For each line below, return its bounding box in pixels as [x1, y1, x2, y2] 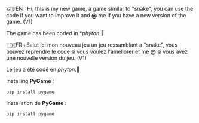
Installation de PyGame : [6, 100, 67, 106]
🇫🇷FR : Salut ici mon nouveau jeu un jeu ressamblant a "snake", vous [6, 41, 178, 48]
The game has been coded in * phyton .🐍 [6, 30, 105, 36]
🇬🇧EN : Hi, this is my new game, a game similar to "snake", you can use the [6, 5, 194, 12]
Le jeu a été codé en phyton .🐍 [6, 66, 80, 73]
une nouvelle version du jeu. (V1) [6, 54, 87, 61]
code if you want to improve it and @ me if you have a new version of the [6, 12, 186, 19]
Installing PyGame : [6, 78, 55, 84]
